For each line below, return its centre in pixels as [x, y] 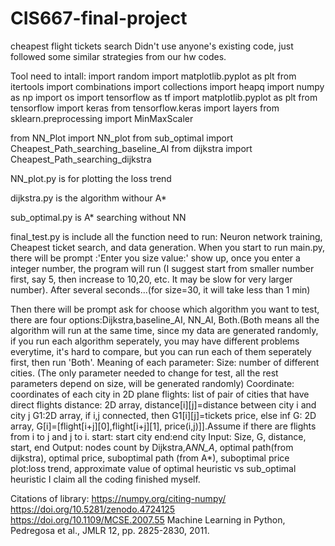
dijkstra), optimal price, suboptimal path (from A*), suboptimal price [150, 458]
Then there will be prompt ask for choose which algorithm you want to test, [165, 309]
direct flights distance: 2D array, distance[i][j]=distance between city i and [163, 404]
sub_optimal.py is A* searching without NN [98, 217]
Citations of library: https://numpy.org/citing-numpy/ [118, 498]
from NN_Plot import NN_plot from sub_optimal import [121, 138]
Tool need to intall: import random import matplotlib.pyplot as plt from [153, 76]
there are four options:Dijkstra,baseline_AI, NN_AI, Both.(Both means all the [165, 319]
